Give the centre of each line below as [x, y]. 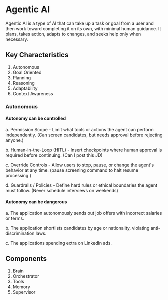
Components [26, 259]
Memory [21, 287]
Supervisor [24, 292]
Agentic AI [28, 9]
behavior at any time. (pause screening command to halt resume [72, 170]
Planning [22, 77]
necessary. [17, 39]
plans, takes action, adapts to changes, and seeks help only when [73, 34]
